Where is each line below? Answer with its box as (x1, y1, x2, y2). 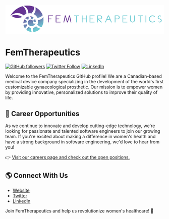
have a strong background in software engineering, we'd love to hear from (5, 139, 160, 145)
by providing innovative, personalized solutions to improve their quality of (5, 89, 158, 95)
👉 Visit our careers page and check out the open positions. (5, 154, 130, 160)
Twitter (12, 192, 28, 199)
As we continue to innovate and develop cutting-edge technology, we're (5, 123, 155, 129)
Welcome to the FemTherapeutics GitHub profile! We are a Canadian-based (5, 73, 162, 79)
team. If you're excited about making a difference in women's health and (5, 133, 156, 139)
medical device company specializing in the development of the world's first (5, 79, 164, 85)
